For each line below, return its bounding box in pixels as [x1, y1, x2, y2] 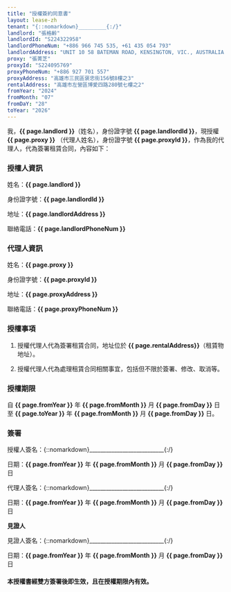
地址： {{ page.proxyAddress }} [7, 290, 98, 298]
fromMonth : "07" [7, 94, 54, 101]
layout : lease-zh [7, 17, 57, 24]
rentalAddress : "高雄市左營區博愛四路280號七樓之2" [7, 81, 145, 88]
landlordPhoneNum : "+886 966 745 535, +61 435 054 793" [7, 42, 172, 49]
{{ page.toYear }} [15, 409, 65, 417]
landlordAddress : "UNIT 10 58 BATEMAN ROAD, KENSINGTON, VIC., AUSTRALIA [7, 49, 225, 56]
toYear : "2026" [7, 107, 51, 114]
